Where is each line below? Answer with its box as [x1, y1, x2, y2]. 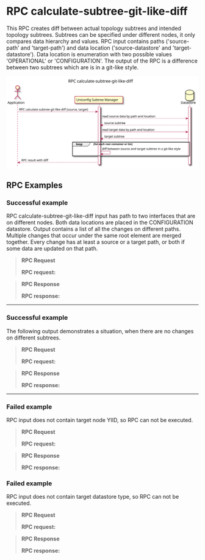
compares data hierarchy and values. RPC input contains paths [6, 37, 165, 45]
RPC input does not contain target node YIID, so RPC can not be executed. [6, 416, 193, 423]
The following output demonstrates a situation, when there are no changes [6, 327, 194, 335]
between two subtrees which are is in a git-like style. [6, 63, 139, 71]
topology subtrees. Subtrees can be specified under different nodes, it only [6, 31, 195, 38]
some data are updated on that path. [6, 245, 98, 252]
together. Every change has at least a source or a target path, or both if [6, 238, 185, 246]
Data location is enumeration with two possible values [36, 50, 172, 58]
